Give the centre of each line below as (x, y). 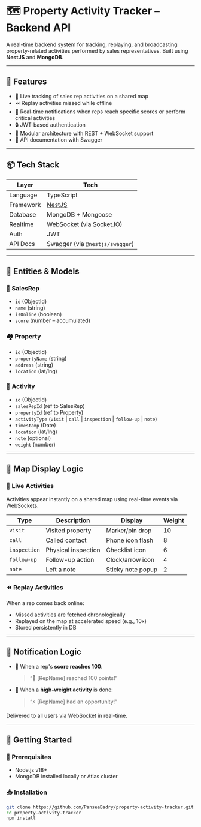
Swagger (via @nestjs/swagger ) (91, 244)
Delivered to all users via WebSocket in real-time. (67, 715)
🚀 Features (27, 82)
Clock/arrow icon (130, 559)
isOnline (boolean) (38, 314)
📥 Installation (27, 792)
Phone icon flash (130, 540)
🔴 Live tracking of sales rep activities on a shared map (81, 96)
